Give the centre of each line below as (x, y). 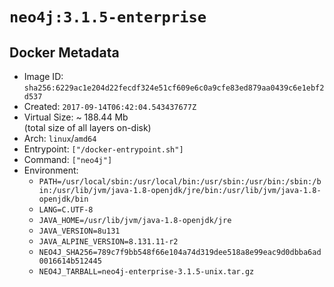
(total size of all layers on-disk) (87, 127)
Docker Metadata (64, 52)
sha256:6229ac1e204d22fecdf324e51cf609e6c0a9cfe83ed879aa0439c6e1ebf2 (174, 88)
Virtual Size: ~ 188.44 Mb (76, 117)
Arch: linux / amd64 (60, 138)
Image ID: (43, 76)
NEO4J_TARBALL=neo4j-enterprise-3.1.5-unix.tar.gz (146, 272)
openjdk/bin (63, 199)
